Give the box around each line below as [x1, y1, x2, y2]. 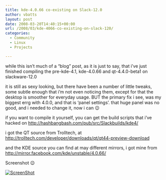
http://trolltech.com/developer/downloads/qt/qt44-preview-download [5, 135, 150, 141]
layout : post [5, 17, 33, 22]
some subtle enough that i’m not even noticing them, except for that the [5, 88, 153, 95]
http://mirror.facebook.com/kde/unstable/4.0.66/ [5, 150, 107, 156]
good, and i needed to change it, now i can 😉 [5, 105, 100, 111]
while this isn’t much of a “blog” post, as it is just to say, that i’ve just [5, 63, 147, 69]
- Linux [10, 40, 26, 45]
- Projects [10, 45, 33, 50]
